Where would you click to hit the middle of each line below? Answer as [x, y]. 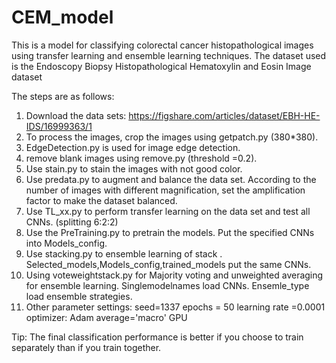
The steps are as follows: [63, 96]
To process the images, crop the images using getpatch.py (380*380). [172, 137]
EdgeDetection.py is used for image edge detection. [133, 147]
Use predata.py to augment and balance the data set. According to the [171, 179]
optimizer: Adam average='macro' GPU [106, 317]
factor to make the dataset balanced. [101, 200]
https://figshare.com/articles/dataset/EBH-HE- [224, 115]
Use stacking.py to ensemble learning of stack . [124, 253]
